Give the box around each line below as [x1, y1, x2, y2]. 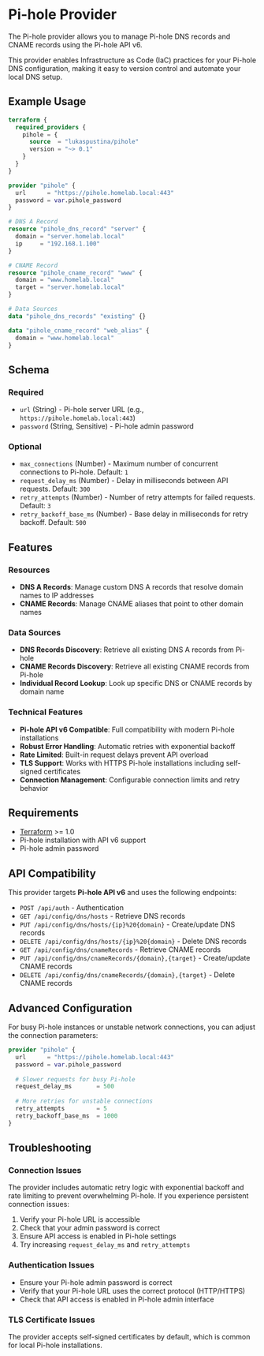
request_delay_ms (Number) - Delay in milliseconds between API [19, 476, 229, 485]
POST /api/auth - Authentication [19, 903, 125, 912]
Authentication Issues [8, 1260, 95, 1271]
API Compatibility [8, 867, 96, 880]
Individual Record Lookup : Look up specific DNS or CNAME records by [19, 679, 252, 688]
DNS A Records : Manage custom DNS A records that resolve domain [19, 582, 244, 592]
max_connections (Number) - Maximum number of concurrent [19, 459, 218, 469]
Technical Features [8, 706, 84, 717]
